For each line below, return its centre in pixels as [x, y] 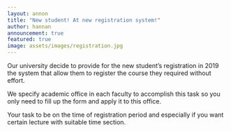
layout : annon [28, 14]
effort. [16, 80]
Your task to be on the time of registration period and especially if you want [115, 115]
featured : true [29, 40]
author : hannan [29, 26]
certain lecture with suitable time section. [67, 122]
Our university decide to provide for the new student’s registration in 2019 [113, 66]
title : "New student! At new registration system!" [84, 20]
